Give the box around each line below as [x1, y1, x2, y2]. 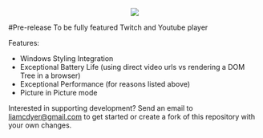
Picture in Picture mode [19, 88, 98, 97]
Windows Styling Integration [19, 54, 114, 63]
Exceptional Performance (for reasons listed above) [19, 79, 191, 88]
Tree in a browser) [19, 71, 81, 80]
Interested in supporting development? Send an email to [8, 103, 194, 112]
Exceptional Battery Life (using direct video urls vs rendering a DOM [19, 63, 245, 71]
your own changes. [8, 120, 72, 130]
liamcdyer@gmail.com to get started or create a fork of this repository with [8, 112, 256, 121]
